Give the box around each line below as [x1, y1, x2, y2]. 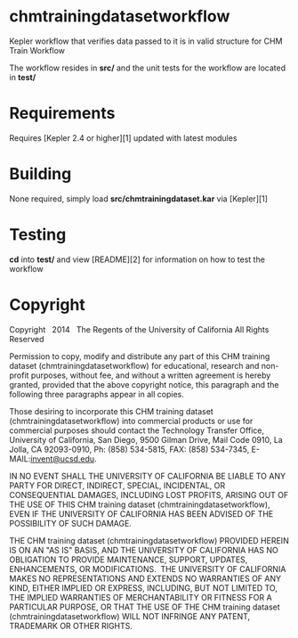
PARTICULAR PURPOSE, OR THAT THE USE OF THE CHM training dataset [9, 601, 280, 612]
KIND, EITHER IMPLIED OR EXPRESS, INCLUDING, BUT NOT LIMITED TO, [9, 582, 278, 593]
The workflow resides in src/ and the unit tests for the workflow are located [9, 62, 286, 73]
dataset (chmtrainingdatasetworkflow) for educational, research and [9, 360, 260, 371]
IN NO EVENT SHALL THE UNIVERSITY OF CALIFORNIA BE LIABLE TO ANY [9, 470, 286, 481]
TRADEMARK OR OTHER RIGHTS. [9, 620, 133, 631]
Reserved [9, 333, 44, 344]
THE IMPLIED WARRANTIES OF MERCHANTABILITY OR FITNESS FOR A [9, 592, 273, 602]
